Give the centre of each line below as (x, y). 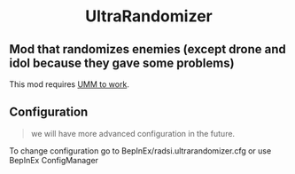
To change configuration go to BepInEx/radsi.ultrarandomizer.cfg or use (140, 150)
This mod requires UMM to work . (70, 84)
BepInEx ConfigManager (54, 160)
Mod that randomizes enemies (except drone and (147, 49)
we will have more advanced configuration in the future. (133, 133)
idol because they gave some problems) (122, 63)
